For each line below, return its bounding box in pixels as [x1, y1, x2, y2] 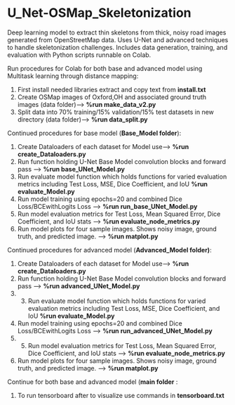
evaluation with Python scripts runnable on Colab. [7, 51, 152, 59]
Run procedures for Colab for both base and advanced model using [7, 64, 203, 72]
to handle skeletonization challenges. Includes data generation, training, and [7, 43, 228, 51]
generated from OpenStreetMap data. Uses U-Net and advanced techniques [7, 35, 229, 44]
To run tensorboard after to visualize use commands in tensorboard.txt [17, 391, 224, 399]
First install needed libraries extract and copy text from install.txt [17, 85, 206, 94]
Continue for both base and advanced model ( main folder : [7, 378, 178, 386]
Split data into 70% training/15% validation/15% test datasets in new [17, 108, 214, 116]
